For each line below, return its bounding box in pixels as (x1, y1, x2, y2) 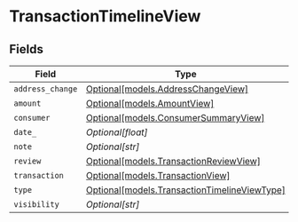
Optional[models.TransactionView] (85, 170, 231, 181)
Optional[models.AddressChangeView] (85, 83, 249, 95)
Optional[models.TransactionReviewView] (85, 155, 262, 167)
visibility (13, 200, 59, 210)
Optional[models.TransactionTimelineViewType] (85, 184, 286, 196)
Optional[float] (85, 126, 148, 139)
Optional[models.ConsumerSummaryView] (85, 112, 265, 123)
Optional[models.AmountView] (85, 98, 215, 109)
